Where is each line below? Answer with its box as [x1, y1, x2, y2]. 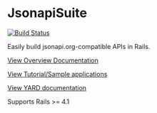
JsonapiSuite [7, 5, 88, 21]
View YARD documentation [7, 83, 87, 92]
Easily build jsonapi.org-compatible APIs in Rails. [7, 42, 151, 50]
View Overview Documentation [7, 55, 98, 65]
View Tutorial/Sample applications [7, 70, 108, 78]
